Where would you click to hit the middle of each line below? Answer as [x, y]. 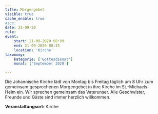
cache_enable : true [25, 18]
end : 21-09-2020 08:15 [37, 46]
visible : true [20, 14]
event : [12, 37]
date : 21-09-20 [20, 28]
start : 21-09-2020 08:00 [39, 41]
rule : [10, 32]
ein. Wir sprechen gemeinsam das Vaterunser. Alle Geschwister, [81, 92]
